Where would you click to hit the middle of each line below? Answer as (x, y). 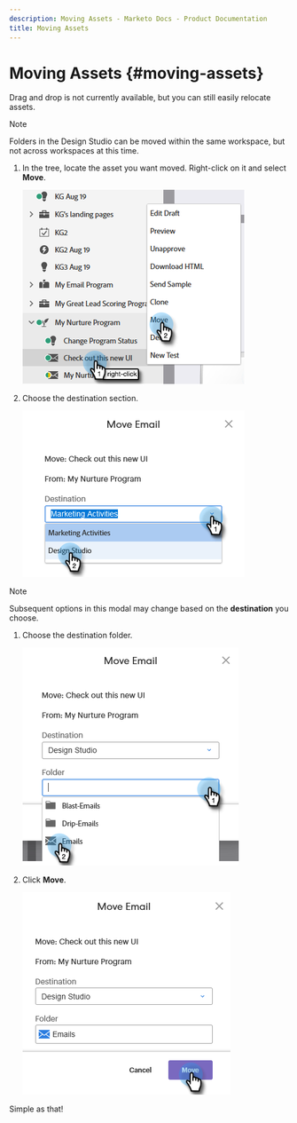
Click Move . (44, 880)
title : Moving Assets (49, 28)
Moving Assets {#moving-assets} (137, 73)
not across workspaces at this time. (74, 151)
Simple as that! (36, 1109)
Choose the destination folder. (77, 636)
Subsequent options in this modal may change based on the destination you (149, 609)
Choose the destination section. (80, 399)
